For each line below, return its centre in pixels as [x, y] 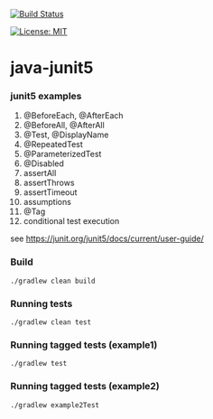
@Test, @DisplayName [66, 135]
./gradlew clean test [51, 322]
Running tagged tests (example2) [85, 386]
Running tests [42, 303]
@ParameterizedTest [62, 154]
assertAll [40, 173]
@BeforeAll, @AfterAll [64, 126]
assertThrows [49, 183]
